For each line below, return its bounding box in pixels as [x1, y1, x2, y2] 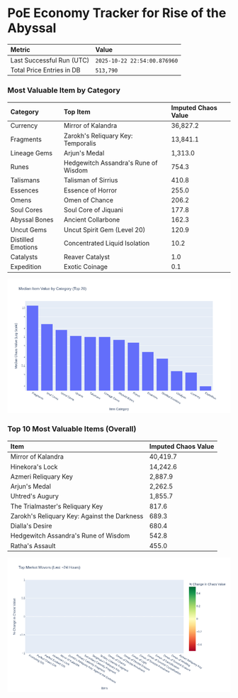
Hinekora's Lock [10, 462, 58, 471]
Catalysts [10, 253, 38, 261]
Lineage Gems [10, 148, 53, 157]
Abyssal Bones [10, 215, 54, 224]
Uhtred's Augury [10, 492, 59, 501]
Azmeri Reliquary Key [10, 472, 73, 481]
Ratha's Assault [10, 541, 56, 550]
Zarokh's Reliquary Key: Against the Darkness [10, 511, 144, 520]
